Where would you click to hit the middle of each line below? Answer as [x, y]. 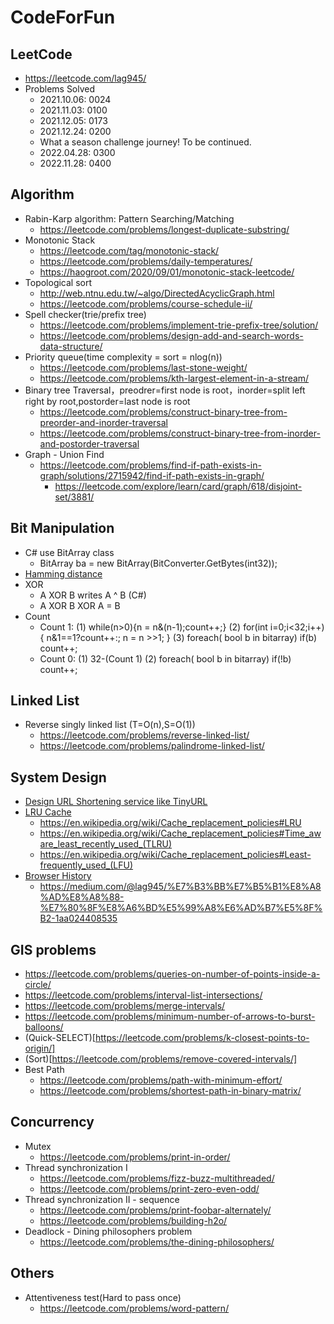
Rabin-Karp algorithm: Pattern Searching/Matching [129, 218]
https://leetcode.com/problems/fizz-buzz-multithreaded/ [157, 1178]
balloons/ [44, 1027]
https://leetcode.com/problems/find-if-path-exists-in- [150, 465]
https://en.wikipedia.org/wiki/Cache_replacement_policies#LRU [170, 823]
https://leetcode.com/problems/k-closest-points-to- [202, 1038]
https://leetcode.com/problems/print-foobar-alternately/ [155, 1210]
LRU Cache [48, 812]
